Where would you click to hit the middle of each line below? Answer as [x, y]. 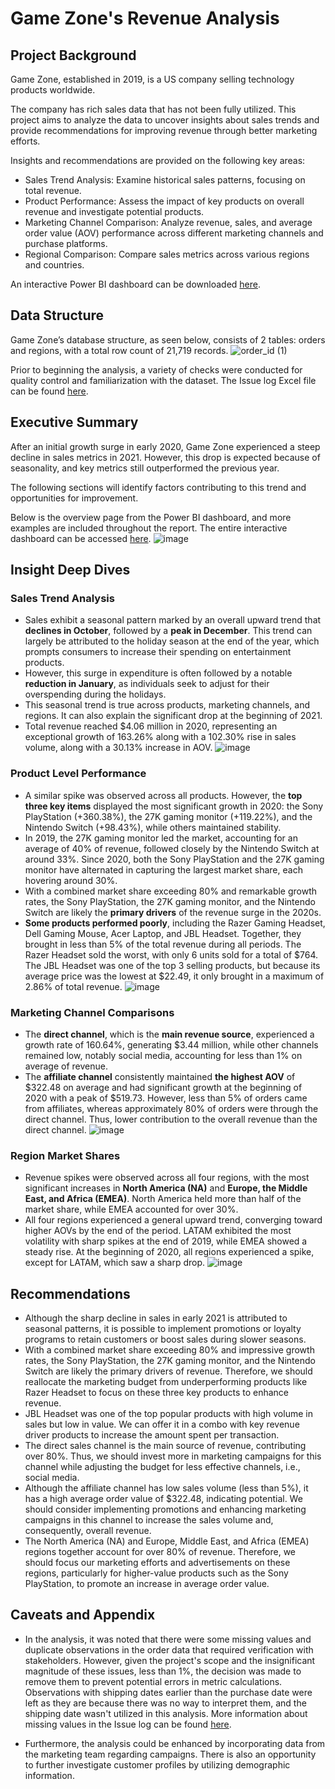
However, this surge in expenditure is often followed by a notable [158, 673]
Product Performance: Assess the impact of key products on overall [164, 201]
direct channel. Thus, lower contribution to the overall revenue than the [171, 1119]
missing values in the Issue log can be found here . [128, 1724]
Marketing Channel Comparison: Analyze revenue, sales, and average [168, 222]
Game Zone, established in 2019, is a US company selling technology [152, 79]
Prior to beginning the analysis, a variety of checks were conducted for [156, 369]
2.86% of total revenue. [73, 986]
